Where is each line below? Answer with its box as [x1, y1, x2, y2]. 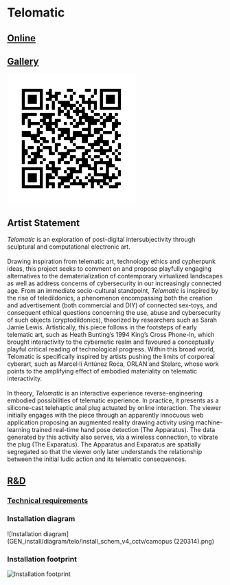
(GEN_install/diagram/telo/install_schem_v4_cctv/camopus [7, 537, 173, 545]
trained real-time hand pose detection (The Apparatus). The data [32, 426, 216, 434]
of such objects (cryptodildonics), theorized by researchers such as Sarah [7, 316, 218, 325]
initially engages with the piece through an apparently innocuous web [7, 411, 204, 420]
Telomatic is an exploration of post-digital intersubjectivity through [7, 236, 196, 244]
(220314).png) [174, 537, 215, 545]
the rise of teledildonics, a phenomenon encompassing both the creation [7, 294, 213, 302]
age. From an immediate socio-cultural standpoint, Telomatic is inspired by [7, 287, 218, 295]
